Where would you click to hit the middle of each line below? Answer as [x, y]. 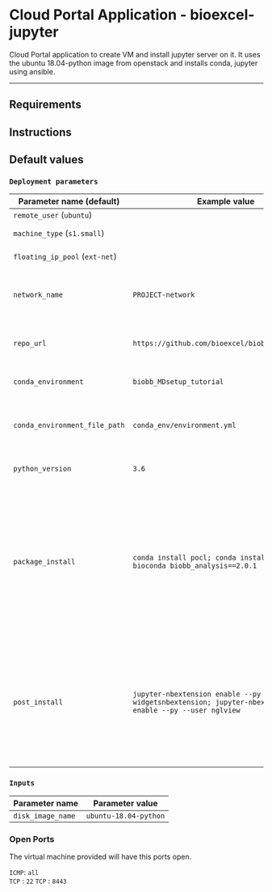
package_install [44, 562]
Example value [226, 201]
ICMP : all [24, 872]
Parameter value [126, 803]
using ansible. [32, 71]
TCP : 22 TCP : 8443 [38, 881]
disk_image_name [44, 816]
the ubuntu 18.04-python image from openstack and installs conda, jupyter [134, 63]
